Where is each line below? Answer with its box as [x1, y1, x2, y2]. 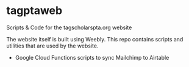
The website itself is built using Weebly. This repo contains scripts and [6, 35, 184, 43]
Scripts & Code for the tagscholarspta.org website [6, 24, 132, 31]
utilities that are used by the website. [6, 42, 99, 49]
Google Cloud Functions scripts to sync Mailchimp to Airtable [15, 54, 169, 61]
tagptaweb [6, 4, 63, 18]
